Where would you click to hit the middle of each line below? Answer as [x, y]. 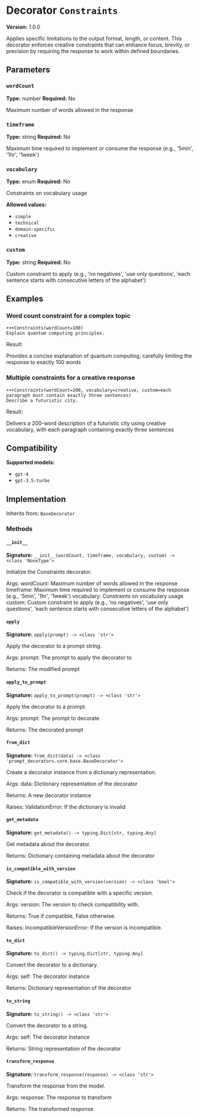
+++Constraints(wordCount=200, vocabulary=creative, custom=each [89, 390]
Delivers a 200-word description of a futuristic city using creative [86, 423]
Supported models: [31, 462]
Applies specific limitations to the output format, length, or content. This [94, 38]
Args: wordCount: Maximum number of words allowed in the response [92, 583]
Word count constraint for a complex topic [68, 315]
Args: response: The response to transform [59, 1097]
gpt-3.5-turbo [32, 481]
